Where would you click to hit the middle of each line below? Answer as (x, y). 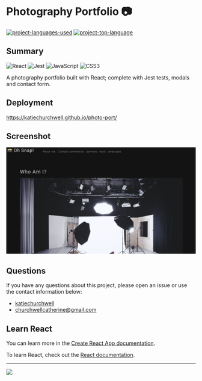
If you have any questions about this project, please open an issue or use (97, 285)
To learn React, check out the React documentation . (71, 355)
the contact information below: (44, 292)
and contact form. (29, 84)
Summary (25, 51)
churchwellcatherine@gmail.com (56, 310)
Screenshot (29, 136)
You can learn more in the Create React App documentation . (81, 343)
